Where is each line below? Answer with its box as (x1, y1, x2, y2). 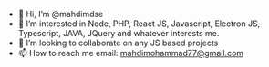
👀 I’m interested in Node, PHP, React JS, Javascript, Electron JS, (17, 18, 261, 29)
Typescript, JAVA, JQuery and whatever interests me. (17, 28, 220, 38)
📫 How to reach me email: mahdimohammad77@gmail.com (17, 48, 244, 58)
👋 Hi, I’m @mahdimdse (17, 9, 104, 19)
